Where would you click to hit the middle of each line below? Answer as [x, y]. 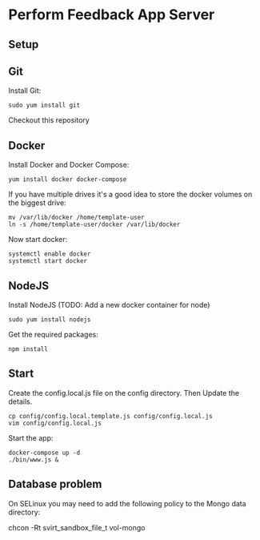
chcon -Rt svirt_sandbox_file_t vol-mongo [77, 527]
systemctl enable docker [50, 254]
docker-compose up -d [44, 453]
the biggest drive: [37, 203]
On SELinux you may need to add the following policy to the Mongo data [127, 503]
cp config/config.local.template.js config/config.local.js [111, 416]
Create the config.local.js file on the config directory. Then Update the [124, 393]
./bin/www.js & [34, 459]
